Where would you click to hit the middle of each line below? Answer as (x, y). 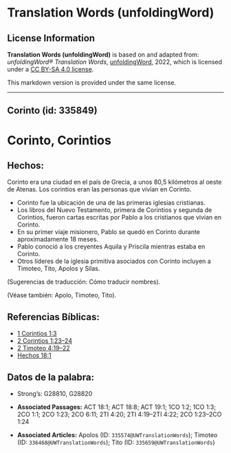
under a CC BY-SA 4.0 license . (51, 69)
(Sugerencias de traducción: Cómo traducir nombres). (84, 282)
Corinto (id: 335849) (52, 110)
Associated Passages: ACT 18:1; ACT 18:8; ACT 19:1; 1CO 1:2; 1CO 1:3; (117, 407)
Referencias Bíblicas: (53, 317)
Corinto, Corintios (59, 140)
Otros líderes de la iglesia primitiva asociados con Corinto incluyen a (114, 261)
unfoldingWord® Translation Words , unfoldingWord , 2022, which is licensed (114, 62)
